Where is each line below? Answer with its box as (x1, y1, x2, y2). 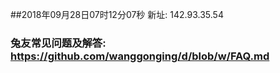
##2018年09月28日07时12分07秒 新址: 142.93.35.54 (10, 9, 224, 20)
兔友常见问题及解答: (10, 36, 107, 50)
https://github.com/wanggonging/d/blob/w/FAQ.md (10, 49, 270, 63)
